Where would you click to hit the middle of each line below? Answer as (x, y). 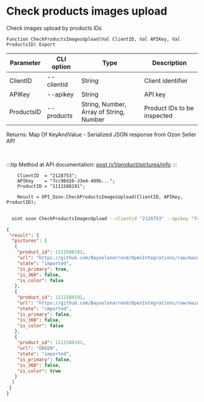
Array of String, (103, 112)
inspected (158, 116)
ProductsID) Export (31, 44)
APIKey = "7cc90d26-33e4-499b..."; (66, 181)
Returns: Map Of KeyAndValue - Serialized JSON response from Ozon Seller (101, 134)
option (61, 66)
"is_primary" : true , (43, 269)
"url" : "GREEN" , (38, 348)
